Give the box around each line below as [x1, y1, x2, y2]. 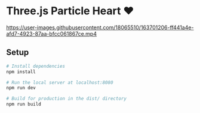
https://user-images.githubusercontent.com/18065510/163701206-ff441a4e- [6, 24, 194, 31]
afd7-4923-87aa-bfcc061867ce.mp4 [6, 30, 97, 37]
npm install [6, 68, 36, 75]
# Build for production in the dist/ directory [6, 96, 127, 102]
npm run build [6, 101, 42, 108]
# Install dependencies [6, 63, 66, 69]
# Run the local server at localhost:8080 [6, 79, 113, 86]
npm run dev [6, 85, 36, 91]
